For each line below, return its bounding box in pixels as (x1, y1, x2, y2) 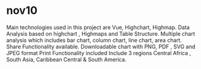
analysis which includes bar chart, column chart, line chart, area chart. (6, 36, 182, 44)
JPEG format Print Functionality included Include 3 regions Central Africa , (6, 49, 191, 56)
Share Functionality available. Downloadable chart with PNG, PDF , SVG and (6, 43, 196, 50)
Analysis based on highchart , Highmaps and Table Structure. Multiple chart (6, 30, 196, 37)
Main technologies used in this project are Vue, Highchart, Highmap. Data (6, 24, 190, 31)
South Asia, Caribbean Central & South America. (6, 56, 127, 63)
